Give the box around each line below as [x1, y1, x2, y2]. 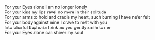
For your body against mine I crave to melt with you [4, 19, 107, 25]
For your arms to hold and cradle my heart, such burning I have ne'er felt [4, 14, 150, 20]
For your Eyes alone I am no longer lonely [4, 4, 88, 10]
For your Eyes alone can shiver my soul [4, 30, 83, 35]
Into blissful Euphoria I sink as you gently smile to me [4, 25, 111, 30]
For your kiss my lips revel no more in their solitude [4, 9, 106, 15]
